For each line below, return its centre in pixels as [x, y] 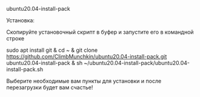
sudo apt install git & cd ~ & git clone [52, 50]
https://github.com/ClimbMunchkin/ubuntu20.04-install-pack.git [87, 56]
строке [15, 38]
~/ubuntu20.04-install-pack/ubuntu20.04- [137, 63]
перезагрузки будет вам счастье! [50, 87]
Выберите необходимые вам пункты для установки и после [84, 81]
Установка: [21, 20]
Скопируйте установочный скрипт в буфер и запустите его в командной [100, 32]
